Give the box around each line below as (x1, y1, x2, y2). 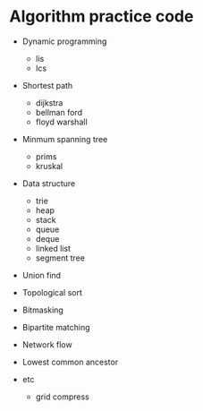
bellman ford (35, 107, 83, 117)
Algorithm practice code (9, 6, 194, 27)
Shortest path (21, 80, 73, 90)
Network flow (21, 338, 73, 350)
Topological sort (21, 287, 83, 297)
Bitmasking (21, 304, 64, 315)
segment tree (35, 253, 85, 263)
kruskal (35, 160, 63, 171)
